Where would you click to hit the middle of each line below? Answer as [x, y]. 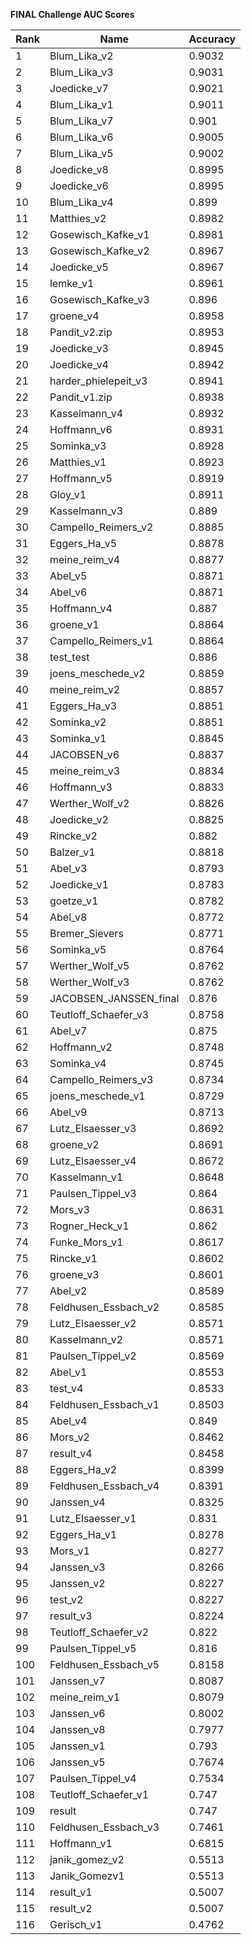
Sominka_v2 [78, 722]
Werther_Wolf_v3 [89, 982]
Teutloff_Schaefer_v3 [99, 1014]
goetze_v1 [74, 901]
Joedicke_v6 [79, 186]
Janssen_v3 [77, 1567]
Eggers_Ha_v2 [83, 1469]
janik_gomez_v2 [87, 1859]
